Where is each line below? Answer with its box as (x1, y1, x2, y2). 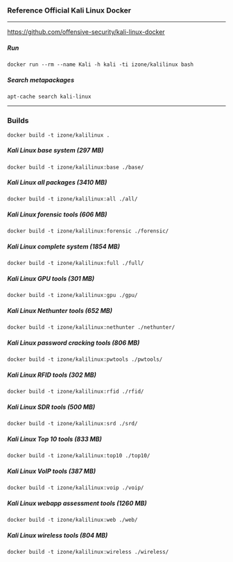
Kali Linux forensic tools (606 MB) (7, 210, 107, 219)
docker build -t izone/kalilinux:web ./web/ (7, 516, 138, 524)
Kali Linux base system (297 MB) (7, 146, 104, 155)
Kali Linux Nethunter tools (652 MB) (7, 306, 113, 314)
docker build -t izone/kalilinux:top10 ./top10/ (7, 452, 150, 459)
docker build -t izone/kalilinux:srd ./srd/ (7, 420, 138, 427)
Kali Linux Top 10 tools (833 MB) (7, 434, 103, 443)
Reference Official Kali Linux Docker (7, 6, 132, 15)
